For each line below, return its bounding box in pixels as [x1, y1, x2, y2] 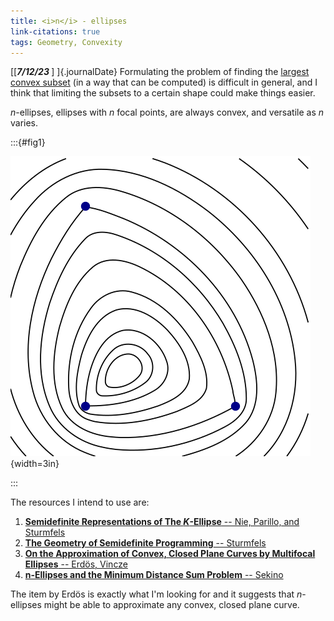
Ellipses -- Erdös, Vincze [24, 558, 128, 570]
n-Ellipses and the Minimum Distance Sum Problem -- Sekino [24, 569, 284, 581]
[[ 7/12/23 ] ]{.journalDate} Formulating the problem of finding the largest [10, 66, 310, 78]
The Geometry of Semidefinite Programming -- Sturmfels [24, 537, 267, 549]
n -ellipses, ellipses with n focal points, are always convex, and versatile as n [10, 106, 325, 119]
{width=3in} [10, 458, 60, 470]
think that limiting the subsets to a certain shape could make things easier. [10, 87, 316, 99]
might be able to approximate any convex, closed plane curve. [43, 599, 300, 611]
